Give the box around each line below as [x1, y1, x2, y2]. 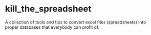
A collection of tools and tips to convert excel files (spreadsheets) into [5, 19, 146, 25]
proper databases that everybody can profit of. [5, 24, 100, 30]
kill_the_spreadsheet [5, 3, 92, 14]
